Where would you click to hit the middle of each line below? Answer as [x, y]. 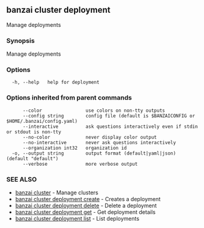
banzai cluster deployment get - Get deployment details [85, 212]
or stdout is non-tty [34, 132]
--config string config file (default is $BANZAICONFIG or [109, 116]
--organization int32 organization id [75, 148]
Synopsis [20, 40]
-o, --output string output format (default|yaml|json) [94, 153]
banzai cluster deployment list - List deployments [77, 219]
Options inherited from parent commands [69, 98]
